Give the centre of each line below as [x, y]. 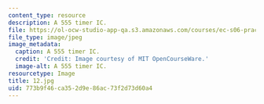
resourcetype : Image [42, 74]
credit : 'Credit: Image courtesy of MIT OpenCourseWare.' [112, 59]
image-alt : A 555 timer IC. [61, 66]
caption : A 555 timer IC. [58, 52]
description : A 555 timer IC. [58, 23]
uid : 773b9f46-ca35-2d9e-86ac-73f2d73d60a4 [81, 88]
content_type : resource [47, 15]
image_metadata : [35, 45]
